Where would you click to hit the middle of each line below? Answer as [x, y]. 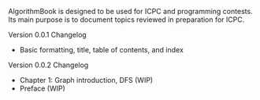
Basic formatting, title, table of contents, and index [101, 50]
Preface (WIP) [42, 88]
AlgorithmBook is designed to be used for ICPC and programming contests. [131, 11]
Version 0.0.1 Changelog [47, 35]
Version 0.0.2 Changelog [48, 65]
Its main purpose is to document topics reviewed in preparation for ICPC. [126, 20]
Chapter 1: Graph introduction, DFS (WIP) [86, 80]
